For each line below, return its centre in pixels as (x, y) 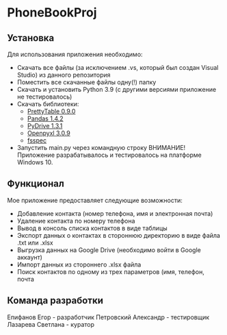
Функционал (36, 184)
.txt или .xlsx (35, 243)
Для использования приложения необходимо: (75, 54)
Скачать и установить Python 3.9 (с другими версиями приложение (117, 89)
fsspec (37, 140)
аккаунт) (30, 257)
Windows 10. (35, 162)
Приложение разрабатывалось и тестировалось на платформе (109, 155)
